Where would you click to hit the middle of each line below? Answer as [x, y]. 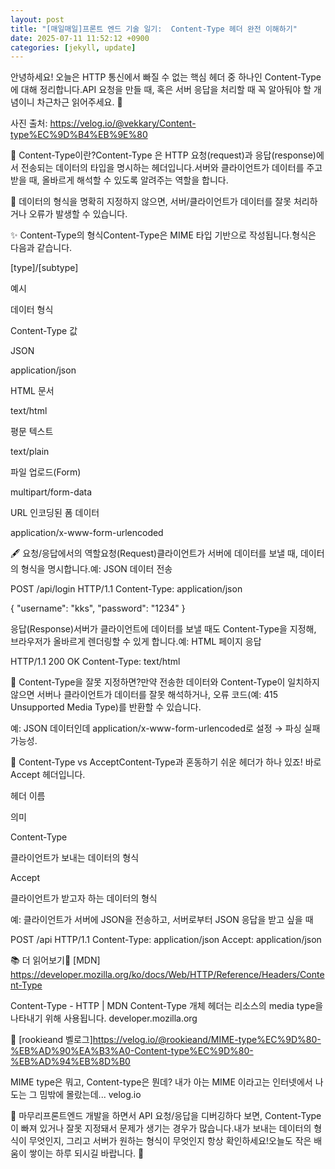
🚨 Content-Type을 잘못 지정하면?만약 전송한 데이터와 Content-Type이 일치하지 [165, 682]
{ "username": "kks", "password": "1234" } [98, 608]
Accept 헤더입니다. [48, 775]
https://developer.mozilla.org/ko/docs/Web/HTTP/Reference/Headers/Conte [167, 975]
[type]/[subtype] [44, 268]
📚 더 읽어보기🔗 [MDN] [55, 960]
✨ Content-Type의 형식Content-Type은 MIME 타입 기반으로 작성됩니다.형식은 [163, 235]
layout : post [37, 19]
